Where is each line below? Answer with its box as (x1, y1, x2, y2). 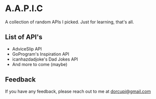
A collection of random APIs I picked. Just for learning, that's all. (5, 19, 134, 25)
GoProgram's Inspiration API (12, 51, 69, 57)
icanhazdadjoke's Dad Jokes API (12, 56, 78, 62)
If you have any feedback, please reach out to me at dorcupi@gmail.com (5, 88, 151, 94)
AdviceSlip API (12, 46, 42, 51)
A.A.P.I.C (5, 3, 43, 14)
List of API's (5, 33, 43, 41)
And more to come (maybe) (12, 61, 68, 67)
